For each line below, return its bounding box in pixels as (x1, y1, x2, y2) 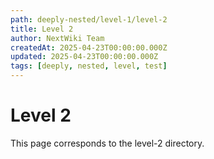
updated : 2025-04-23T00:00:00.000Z (10, 52, 159, 62)
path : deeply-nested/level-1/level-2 (10, 14, 168, 25)
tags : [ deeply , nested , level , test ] (10, 61, 168, 71)
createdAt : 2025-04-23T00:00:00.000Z (10, 42, 168, 53)
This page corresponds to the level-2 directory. (10, 137, 205, 149)
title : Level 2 (10, 24, 74, 34)
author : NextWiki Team (10, 33, 105, 43)
